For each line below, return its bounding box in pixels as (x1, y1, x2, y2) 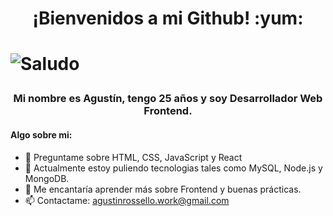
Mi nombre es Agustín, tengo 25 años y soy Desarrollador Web (13, 92, 323, 106)
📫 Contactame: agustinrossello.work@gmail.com (24, 194, 230, 206)
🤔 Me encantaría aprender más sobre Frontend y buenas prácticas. (24, 183, 302, 195)
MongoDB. (24, 172, 70, 184)
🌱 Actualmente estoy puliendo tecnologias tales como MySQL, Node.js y (24, 162, 323, 174)
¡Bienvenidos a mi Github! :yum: (32, 7, 304, 30)
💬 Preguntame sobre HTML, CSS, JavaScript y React (24, 151, 243, 163)
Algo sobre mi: (10, 128, 73, 141)
